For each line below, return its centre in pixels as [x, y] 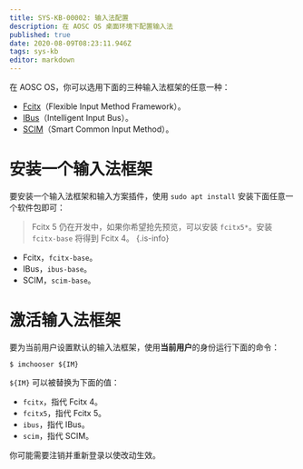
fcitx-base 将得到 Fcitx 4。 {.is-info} [100, 238]
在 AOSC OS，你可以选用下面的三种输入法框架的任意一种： [120, 87]
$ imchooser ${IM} [44, 364]
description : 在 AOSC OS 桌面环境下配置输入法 [92, 26]
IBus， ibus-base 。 [57, 268]
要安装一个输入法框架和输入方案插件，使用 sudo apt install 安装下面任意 [147, 195]
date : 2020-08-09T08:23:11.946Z [70, 43]
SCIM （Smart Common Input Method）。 [98, 129]
